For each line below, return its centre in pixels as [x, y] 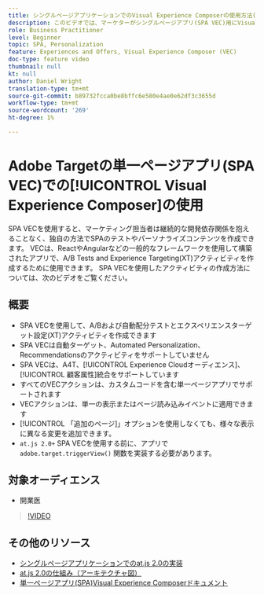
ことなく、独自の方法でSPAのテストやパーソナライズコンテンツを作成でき [135, 238]
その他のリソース [49, 543]
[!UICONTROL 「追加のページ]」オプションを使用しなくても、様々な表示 [137, 423]
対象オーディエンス [54, 480]
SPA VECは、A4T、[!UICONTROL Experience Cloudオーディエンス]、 [132, 364]
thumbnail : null [35, 67]
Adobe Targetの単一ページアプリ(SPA [132, 166]
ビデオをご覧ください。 [94, 277]
